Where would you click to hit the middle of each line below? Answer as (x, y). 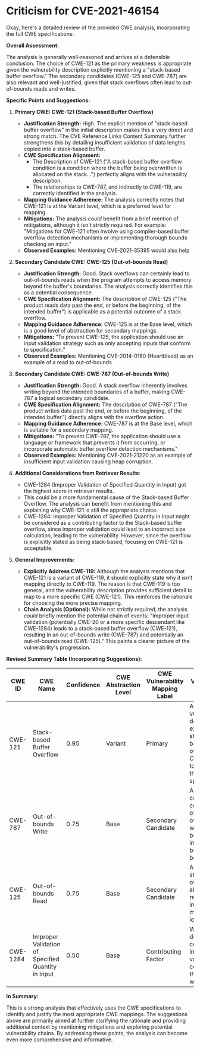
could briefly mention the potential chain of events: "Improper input (106, 616)
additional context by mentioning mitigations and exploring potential (89, 1027)
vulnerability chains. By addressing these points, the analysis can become (97, 1033)
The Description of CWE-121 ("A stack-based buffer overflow (107, 161)
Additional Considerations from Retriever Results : (78, 473)
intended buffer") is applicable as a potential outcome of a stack (102, 311)
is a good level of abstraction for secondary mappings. (91, 330)
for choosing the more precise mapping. (73, 603)
